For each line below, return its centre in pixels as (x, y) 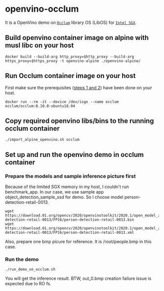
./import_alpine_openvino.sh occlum (42, 140)
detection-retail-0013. (27, 202)
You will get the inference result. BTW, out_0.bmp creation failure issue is (78, 278)
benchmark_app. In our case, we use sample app (54, 192)
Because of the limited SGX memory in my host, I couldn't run (67, 187)
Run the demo (22, 259)
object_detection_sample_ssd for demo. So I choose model (64, 197)
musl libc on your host (40, 46)
